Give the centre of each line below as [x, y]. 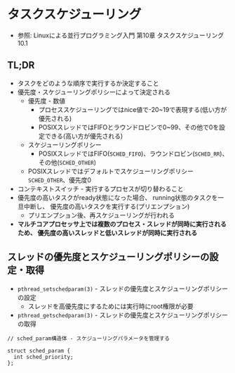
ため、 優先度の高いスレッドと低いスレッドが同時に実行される [107, 232]
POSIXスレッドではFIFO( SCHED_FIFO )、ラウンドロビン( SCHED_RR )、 [133, 153]
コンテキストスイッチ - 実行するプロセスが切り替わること [100, 189]
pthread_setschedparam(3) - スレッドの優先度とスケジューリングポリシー [122, 289]
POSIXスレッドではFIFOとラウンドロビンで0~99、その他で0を [129, 127]
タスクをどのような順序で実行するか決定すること [88, 83]
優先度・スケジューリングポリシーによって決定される [94, 91]
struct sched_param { [39, 350]
